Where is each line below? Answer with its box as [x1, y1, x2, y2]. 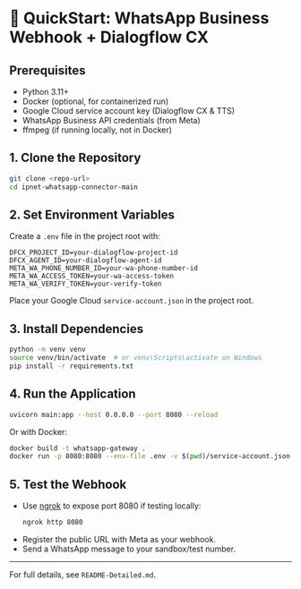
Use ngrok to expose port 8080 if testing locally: [21, 500, 202, 511]
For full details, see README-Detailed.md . [9, 568, 157, 580]
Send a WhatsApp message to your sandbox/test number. [21, 543, 236, 554]
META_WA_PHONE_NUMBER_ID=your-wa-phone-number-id [9, 264, 199, 273]
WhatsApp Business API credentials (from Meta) [21, 115, 202, 125]
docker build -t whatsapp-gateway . [9, 443, 146, 453]
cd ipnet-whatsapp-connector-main [9, 183, 139, 192]
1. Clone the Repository [9, 150, 142, 166]
